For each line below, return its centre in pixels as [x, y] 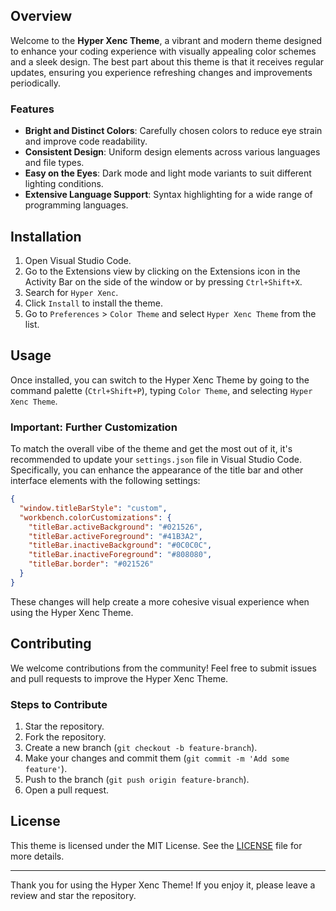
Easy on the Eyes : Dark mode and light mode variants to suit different [168, 173]
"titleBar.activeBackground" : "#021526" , [115, 527]
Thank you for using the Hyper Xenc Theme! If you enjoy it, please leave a [163, 885]
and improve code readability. [86, 141]
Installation [46, 236]
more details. [37, 856]
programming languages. [76, 205]
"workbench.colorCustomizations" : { [95, 517]
